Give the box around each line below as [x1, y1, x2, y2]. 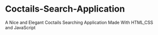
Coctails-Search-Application [5, 3, 125, 15]
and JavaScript [5, 24, 36, 30]
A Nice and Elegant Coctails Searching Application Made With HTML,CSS [5, 19, 154, 25]
